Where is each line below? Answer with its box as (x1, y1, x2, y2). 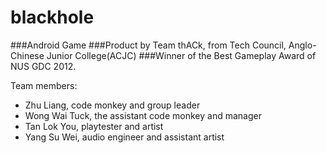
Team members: (10, 79, 78, 91)
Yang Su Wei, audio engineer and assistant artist (24, 131, 225, 143)
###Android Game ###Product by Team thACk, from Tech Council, (10, 39, 287, 51)
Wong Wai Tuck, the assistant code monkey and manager (24, 109, 262, 121)
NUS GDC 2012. (10, 60, 77, 72)
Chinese (10, 49, 45, 61)
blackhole (10, 6, 95, 29)
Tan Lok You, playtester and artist (24, 120, 164, 132)
